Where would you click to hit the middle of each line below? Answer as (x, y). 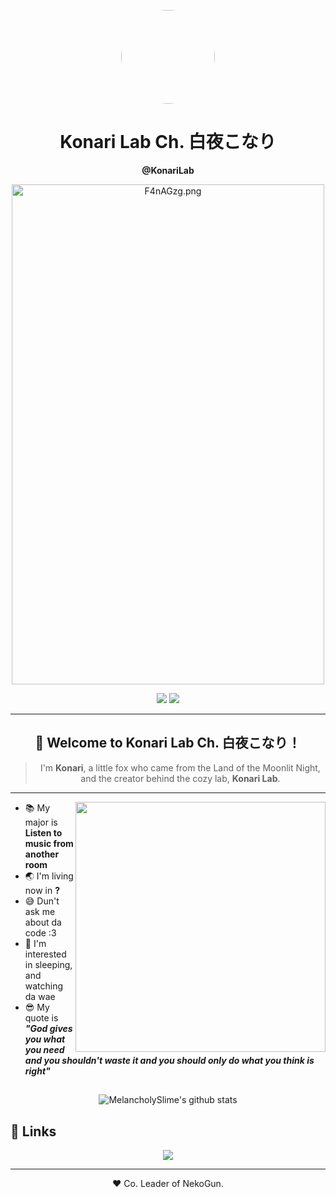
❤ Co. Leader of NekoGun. (168, 1183)
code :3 (40, 932)
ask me (40, 911)
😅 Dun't (42, 901)
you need (44, 1049)
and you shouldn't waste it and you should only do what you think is (169, 1060)
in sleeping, (48, 964)
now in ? (42, 890)
